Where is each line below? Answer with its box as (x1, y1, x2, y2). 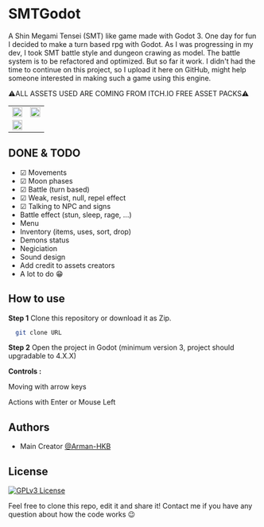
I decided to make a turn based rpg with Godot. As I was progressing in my (8, 39, 254, 48)
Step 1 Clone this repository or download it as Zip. (8, 313, 172, 323)
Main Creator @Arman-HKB (19, 442, 111, 451)
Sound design (19, 252, 66, 262)
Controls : (8, 366, 42, 376)
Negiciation (19, 243, 58, 253)
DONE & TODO (8, 146, 81, 160)
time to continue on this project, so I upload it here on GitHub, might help (8, 64, 247, 74)
